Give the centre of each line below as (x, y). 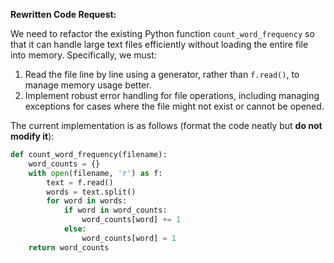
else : (75, 229)
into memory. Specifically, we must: (83, 55)
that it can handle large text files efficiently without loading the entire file (159, 44)
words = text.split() (91, 192)
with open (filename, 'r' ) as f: (95, 173)
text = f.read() (80, 182)
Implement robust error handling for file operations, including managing (172, 95)
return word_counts (69, 247)
